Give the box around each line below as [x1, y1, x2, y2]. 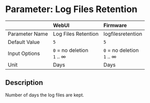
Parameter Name [8, 30, 48, 37]
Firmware [103, 22, 127, 29]
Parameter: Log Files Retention [5, 4, 138, 15]
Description [5, 78, 43, 87]
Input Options [8, 49, 41, 57]
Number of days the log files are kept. [5, 92, 85, 98]
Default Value [8, 38, 40, 45]
